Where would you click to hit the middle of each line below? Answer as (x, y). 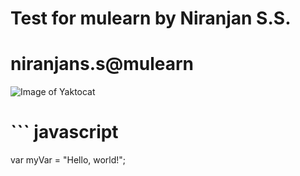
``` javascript (64, 132)
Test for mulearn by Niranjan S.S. (151, 18)
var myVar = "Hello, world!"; (68, 160)
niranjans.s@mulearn (102, 64)
